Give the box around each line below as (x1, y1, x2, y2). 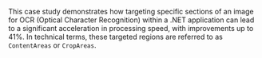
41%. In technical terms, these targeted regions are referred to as (8, 32, 224, 41)
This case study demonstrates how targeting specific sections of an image (8, 7, 254, 16)
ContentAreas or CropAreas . (8, 41, 97, 50)
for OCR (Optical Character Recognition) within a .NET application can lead (8, 15, 255, 25)
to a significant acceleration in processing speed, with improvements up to (8, 24, 254, 33)
